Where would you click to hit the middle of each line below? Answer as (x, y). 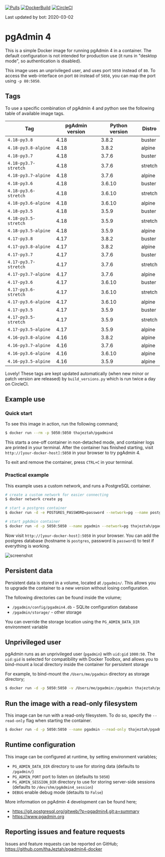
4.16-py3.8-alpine (29, 337)
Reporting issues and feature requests (65, 832)
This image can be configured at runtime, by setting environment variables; (81, 756)
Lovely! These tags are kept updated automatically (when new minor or (77, 374)
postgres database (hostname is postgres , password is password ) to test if (80, 540)
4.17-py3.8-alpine (29, 246)
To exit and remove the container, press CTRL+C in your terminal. (69, 462)
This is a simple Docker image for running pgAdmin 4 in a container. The (78, 50)
